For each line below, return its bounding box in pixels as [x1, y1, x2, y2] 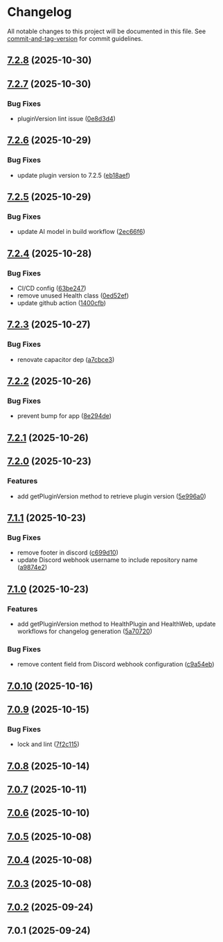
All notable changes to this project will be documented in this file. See [7, 27, 206, 35]
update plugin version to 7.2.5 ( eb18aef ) [17, 171, 130, 179]
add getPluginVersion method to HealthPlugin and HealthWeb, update [17, 619, 216, 628]
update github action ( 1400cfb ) [17, 299, 106, 307]
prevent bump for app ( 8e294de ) [17, 412, 112, 420]
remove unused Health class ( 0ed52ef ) [17, 291, 130, 300]
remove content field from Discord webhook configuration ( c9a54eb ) [17, 660, 215, 669]
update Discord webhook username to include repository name [17, 556, 198, 564]
